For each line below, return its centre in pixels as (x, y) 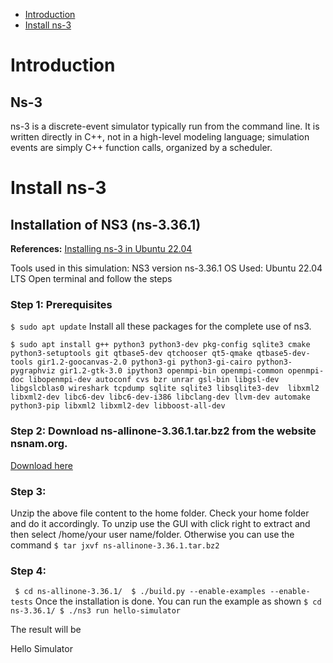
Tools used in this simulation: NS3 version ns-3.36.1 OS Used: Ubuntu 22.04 (166, 268)
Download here (41, 465)
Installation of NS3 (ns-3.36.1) (106, 224)
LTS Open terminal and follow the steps (91, 278)
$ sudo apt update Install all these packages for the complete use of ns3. (161, 326)
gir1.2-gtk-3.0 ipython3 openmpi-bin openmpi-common (171, 371)
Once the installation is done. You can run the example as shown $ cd (178, 601)
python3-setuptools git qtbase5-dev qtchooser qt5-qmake (131, 354)
